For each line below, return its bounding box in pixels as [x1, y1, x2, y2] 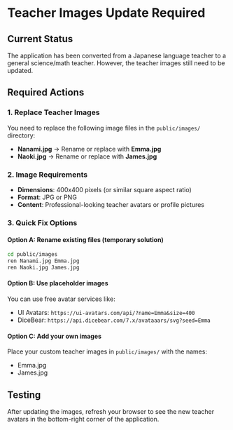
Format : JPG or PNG [17, 193, 77, 201]
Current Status [7, 33, 73, 45]
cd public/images [7, 251, 58, 258]
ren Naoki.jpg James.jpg [7, 264, 80, 271]
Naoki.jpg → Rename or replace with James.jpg [17, 152, 157, 161]
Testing [7, 389, 41, 401]
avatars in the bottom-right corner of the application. [7, 415, 160, 423]
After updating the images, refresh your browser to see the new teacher [7, 407, 215, 415]
